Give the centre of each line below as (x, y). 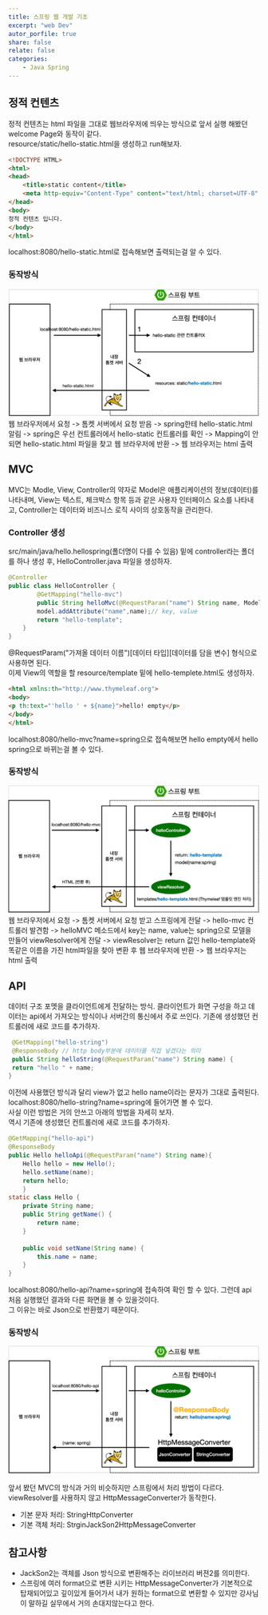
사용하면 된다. (30, 663)
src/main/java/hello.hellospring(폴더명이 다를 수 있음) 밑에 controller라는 (124, 551)
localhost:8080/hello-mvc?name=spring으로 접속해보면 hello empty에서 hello (133, 739)
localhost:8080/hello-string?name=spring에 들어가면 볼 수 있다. (110, 1102)
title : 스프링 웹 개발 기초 (48, 17)
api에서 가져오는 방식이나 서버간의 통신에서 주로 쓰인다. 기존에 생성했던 (140, 1016)
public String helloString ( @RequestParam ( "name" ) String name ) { (122, 1059)
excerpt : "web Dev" (41, 25)
